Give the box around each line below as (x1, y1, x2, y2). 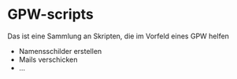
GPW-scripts (7, 5, 94, 23)
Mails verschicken (18, 55, 78, 64)
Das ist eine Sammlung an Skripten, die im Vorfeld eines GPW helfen (7, 31, 230, 41)
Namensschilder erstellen (18, 46, 102, 56)
